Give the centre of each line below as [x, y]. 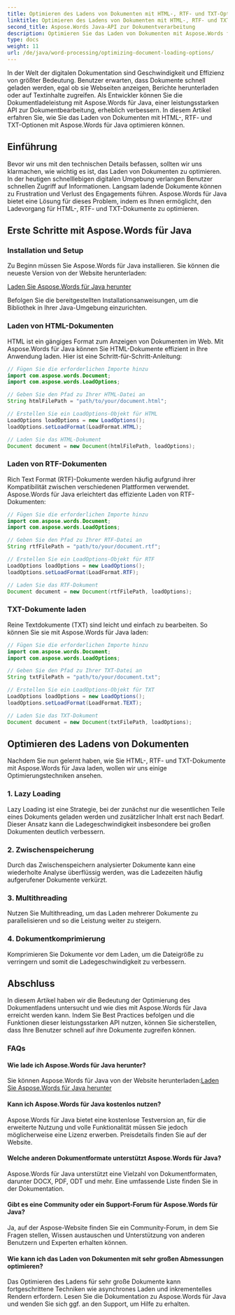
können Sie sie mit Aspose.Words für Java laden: [78, 632]
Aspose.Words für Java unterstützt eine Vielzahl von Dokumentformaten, [113, 1173]
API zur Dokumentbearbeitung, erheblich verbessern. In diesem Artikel [109, 110]
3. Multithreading [37, 898]
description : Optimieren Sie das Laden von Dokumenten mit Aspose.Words [115, 33]
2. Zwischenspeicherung [51, 850]
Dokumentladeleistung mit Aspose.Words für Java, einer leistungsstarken [113, 102]
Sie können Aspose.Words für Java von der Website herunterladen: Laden [113, 1081]
